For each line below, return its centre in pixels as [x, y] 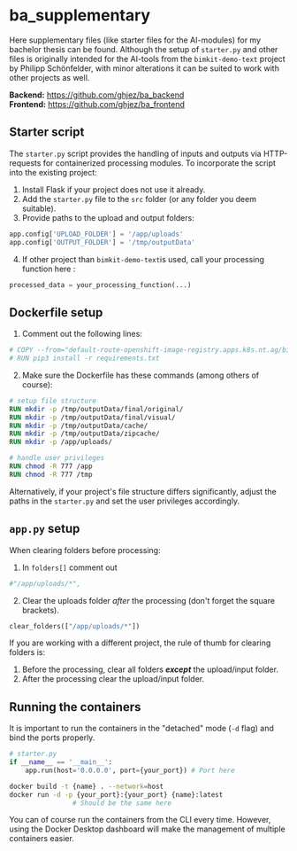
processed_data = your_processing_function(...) [100, 285]
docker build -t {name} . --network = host [87, 786]
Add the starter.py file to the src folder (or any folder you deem [139, 199]
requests [25, 163]
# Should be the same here [122, 803]
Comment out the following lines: [82, 334]
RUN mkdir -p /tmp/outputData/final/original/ [96, 409]
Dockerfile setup [56, 312]
